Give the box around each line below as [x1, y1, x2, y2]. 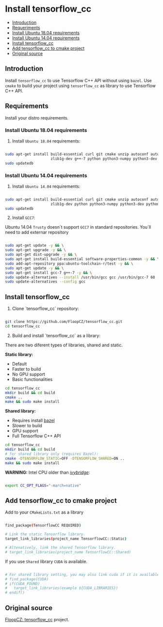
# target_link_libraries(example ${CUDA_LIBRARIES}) [5, 586, 118, 591]
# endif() [5, 590, 25, 595]
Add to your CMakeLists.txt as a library [5, 509, 84, 515]
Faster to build [12, 366, 41, 372]
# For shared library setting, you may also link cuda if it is [5, 572, 138, 577]
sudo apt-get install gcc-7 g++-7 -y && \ [5, 270, 92, 275]
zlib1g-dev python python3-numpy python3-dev [50, 201, 145, 206]
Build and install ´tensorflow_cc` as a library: [12, 332, 100, 339]
